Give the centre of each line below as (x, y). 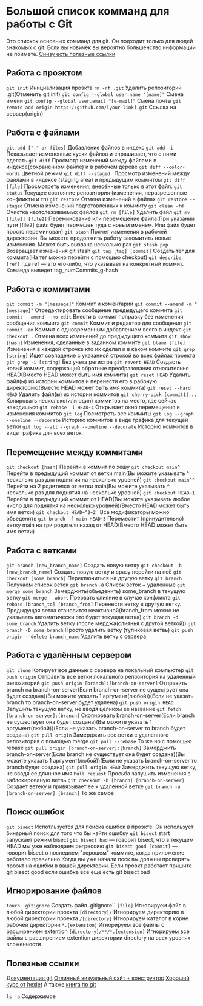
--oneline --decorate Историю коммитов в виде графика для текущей (97, 420)
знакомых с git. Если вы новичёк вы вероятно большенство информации (101, 47)
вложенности (24, 945)
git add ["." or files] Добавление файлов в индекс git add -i (90, 147)
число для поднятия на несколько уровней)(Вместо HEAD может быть (98, 505)
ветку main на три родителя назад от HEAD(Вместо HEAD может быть (97, 525)
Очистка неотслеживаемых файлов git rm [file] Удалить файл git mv (98, 212)
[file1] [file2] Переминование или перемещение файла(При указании (101, 218)
